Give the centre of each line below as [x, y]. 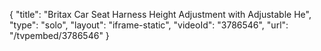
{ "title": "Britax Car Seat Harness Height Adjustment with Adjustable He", [160, 14]
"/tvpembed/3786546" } [59, 35]
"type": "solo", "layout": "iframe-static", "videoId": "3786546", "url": [149, 25]
